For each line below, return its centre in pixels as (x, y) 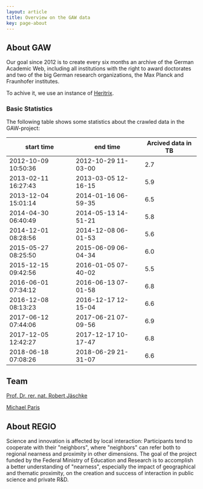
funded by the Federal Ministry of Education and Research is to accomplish (100, 461)
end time (108, 147)
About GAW (29, 47)
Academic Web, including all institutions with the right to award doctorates (99, 69)
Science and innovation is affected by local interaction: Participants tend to (99, 441)
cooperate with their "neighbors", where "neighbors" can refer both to (94, 447)
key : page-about (27, 23)
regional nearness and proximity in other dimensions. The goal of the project (101, 454)
